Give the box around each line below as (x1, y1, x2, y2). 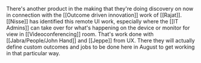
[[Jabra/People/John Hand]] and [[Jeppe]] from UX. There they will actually (6, 37, 195, 44)
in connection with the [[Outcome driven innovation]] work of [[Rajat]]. (6, 11, 182, 19)
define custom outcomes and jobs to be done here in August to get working (6, 43, 195, 50)
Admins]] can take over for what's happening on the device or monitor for (6, 24, 190, 31)
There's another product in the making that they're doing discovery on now (6, 5, 194, 12)
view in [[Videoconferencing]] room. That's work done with (6, 31, 154, 38)
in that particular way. (6, 50, 61, 56)
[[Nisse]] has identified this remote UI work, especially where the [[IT (6, 18, 179, 25)
